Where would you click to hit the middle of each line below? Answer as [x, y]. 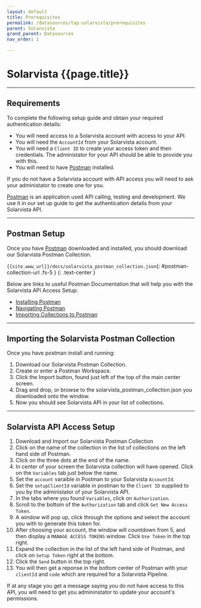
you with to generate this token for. [58, 524]
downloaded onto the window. [52, 396]
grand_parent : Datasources [40, 34]
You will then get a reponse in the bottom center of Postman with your [101, 568]
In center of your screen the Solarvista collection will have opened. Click [104, 467]
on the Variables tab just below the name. [67, 473]
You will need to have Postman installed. [65, 167]
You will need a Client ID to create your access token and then [93, 148]
